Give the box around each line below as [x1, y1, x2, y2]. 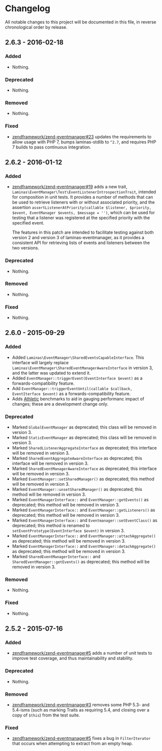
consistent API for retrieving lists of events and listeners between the [12, 240, 150, 246]
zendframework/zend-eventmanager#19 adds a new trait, [12, 184, 128, 190]
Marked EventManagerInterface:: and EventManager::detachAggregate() [12, 544, 156, 549]
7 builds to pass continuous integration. [12, 144, 91, 150]
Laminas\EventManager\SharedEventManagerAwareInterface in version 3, [12, 365, 153, 371]
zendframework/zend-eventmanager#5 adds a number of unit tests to [12, 650, 152, 656]
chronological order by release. [5, 24, 68, 30]
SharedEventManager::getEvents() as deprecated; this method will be [12, 559, 150, 565]
